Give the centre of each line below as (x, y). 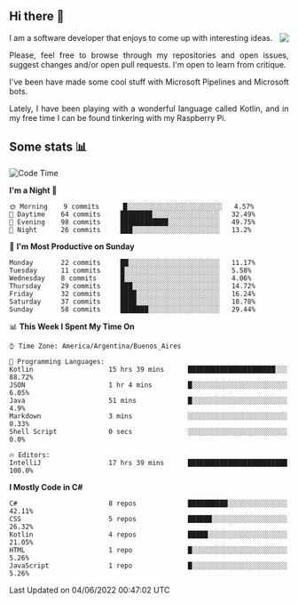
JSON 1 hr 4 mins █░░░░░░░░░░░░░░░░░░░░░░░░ (149, 385)
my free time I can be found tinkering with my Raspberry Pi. (118, 117)
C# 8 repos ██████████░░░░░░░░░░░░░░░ (149, 503)
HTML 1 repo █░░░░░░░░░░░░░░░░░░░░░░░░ (149, 550)
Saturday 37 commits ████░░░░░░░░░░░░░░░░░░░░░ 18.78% (132, 302)
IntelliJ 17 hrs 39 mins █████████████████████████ (149, 463)
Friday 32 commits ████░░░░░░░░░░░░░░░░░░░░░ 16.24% (132, 294)
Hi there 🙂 (37, 16)
